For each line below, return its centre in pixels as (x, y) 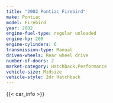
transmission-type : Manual (39, 50)
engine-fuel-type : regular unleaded (51, 34)
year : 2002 (20, 28)
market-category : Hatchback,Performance (57, 66)
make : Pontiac (24, 17)
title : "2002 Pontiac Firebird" (46, 11)
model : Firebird (26, 22)
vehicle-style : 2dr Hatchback (43, 77)
